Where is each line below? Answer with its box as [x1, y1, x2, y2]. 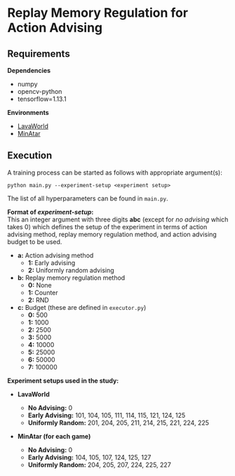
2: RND [27, 296, 49, 304]
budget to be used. [7, 237, 62, 246]
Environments [7, 109, 49, 116]
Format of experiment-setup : [7, 208, 94, 216]
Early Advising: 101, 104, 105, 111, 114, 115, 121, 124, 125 [27, 411, 186, 419]
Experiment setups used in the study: [7, 376, 119, 385]
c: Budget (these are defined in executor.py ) [17, 303, 147, 311]
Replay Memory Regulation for [7, 5, 188, 21]
